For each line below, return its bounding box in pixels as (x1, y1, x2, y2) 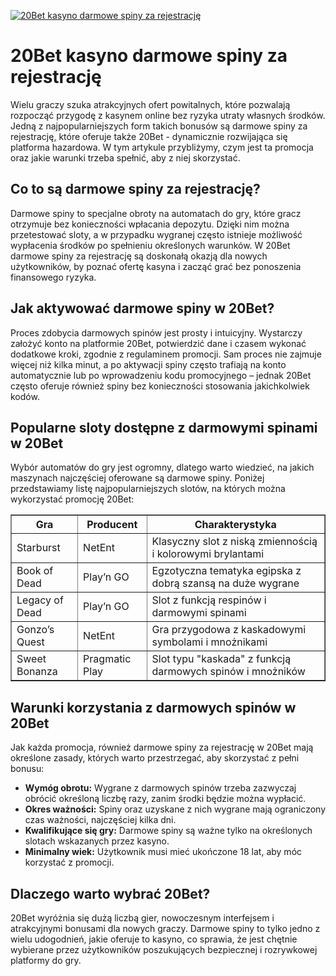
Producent (86, 518, 138, 532)
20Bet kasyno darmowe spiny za (10, 45, 288, 67)
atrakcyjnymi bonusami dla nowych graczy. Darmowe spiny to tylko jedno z (10, 923, 321, 934)
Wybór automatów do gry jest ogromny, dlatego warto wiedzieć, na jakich (10, 461, 315, 474)
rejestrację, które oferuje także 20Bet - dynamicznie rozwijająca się (10, 130, 288, 142)
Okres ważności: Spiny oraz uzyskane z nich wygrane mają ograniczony (24, 803, 326, 815)
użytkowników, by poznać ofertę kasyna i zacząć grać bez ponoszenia (10, 260, 302, 272)
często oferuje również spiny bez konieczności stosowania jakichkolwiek (10, 380, 310, 392)
